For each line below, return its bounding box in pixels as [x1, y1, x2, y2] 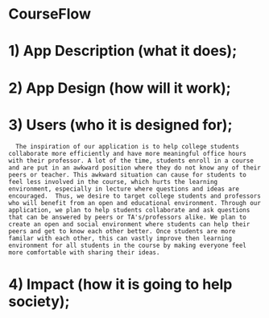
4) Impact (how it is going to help [8, 275, 233, 293]
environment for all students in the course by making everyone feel [8, 241, 247, 249]
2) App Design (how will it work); [8, 78, 231, 97]
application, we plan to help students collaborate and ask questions [8, 206, 250, 214]
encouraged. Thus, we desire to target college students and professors [8, 191, 262, 200]
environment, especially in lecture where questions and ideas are [8, 185, 240, 193]
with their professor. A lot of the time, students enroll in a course [8, 157, 254, 165]
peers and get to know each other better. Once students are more [8, 227, 236, 235]
